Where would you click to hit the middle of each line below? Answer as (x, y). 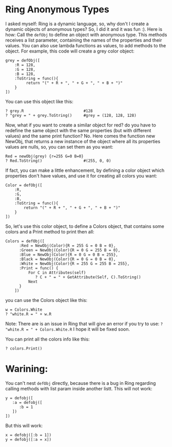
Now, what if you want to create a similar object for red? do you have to (81, 125)
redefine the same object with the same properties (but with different (78, 130)
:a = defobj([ (27, 402)
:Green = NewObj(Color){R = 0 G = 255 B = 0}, (70, 250)
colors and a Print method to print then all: (50, 231)
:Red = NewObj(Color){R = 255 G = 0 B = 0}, (67, 245)
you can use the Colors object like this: (46, 300)
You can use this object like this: (39, 101)
